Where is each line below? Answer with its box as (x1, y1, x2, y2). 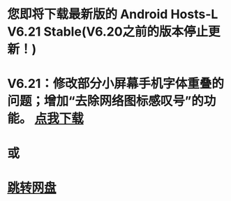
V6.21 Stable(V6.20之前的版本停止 (7, 24, 209, 40)
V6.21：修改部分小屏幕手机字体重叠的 (7, 76, 225, 91)
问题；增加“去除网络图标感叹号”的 (7, 94, 204, 109)
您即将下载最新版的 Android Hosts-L (7, 6, 218, 22)
